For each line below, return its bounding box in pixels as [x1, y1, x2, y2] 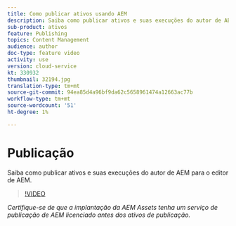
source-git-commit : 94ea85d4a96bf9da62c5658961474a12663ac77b [7, 89, 193, 96]
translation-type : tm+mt [7, 82, 80, 89]
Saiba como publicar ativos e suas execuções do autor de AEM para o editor [7, 168, 229, 177]
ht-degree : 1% [7, 108, 49, 115]
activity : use [7, 56, 49, 63]
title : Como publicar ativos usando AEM [7, 10, 128, 18]
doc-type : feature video [7, 50, 80, 57]
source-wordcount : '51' [7, 102, 77, 109]
